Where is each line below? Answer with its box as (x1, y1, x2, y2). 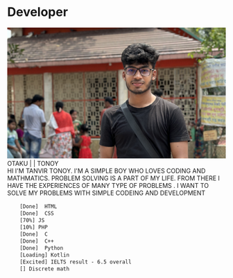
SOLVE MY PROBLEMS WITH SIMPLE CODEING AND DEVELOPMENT (7, 189, 206, 198)
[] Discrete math (19, 266, 70, 272)
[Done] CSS (19, 210, 54, 217)
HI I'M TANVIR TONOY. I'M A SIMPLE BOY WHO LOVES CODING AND (7, 167, 206, 175)
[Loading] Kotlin (19, 252, 70, 259)
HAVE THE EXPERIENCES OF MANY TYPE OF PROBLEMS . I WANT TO (7, 182, 209, 190)
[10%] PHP (19, 224, 49, 231)
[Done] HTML (19, 203, 58, 210)
